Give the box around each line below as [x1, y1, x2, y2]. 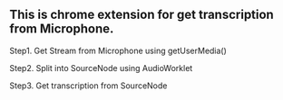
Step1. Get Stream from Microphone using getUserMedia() [9, 45, 227, 56]
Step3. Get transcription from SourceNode [9, 80, 168, 91]
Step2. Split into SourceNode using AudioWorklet [9, 62, 193, 73]
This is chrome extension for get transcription [9, 7, 274, 23]
